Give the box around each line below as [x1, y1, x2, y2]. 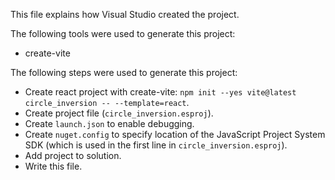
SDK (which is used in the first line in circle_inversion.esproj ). [24, 139, 288, 151]
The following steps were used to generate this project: [10, 67, 238, 78]
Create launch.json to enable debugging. [24, 118, 195, 129]
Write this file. [24, 160, 83, 172]
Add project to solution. [24, 150, 122, 161]
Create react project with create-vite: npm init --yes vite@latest [24, 86, 297, 98]
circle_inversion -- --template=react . [24, 97, 190, 108]
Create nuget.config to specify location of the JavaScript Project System [24, 129, 326, 140]
